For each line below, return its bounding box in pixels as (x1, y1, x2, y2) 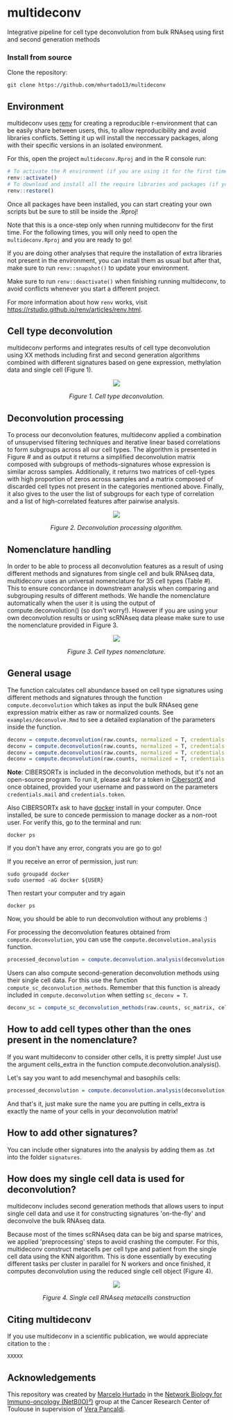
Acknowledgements (7, 1371, 96, 1383)
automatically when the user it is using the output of (7, 599, 156, 607)
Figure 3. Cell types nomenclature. (67, 647, 166, 656)
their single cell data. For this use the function (7, 976, 138, 984)
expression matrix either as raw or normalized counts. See (7, 708, 174, 716)
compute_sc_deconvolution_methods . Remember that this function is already (7, 984, 221, 992)
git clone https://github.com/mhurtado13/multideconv (7, 82, 166, 89)
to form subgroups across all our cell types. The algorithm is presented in (7, 445, 217, 454)
